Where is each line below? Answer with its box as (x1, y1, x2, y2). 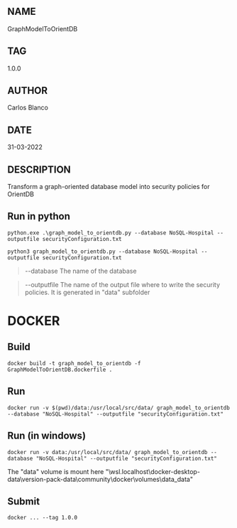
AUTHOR (7, 85, 48, 97)
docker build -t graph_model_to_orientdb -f (7, 360, 141, 367)
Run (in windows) (7, 430, 87, 442)
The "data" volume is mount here (7, 467, 104, 475)
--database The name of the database (24, 266, 137, 275)
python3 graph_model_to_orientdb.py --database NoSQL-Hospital (7, 248, 199, 255)
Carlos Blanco (7, 103, 48, 112)
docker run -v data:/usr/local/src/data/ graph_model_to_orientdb (7, 448, 208, 456)
